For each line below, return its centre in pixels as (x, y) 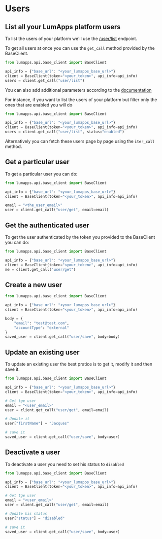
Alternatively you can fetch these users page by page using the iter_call (80, 141)
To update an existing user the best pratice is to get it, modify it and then (79, 364)
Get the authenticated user (47, 225)
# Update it (17, 419)
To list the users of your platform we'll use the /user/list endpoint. (71, 38)
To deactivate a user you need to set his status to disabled (65, 464)
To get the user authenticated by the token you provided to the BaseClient (80, 237)
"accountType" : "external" (42, 328)
